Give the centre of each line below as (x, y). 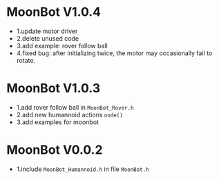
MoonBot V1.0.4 (54, 12)
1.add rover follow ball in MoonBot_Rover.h (75, 107)
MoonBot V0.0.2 (55, 150)
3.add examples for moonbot (58, 122)
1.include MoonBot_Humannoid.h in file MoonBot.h (83, 169)
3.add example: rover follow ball (62, 46)
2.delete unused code (48, 38)
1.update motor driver (47, 31)
